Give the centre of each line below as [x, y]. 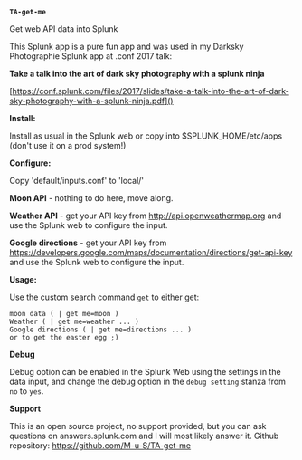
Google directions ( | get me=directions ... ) [101, 330]
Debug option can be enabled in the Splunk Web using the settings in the [146, 372]
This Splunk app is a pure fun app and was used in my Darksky [127, 46]
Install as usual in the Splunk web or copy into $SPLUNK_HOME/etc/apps [146, 136]
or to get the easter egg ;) [64, 338]
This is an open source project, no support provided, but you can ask [138, 426]
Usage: [24, 279]
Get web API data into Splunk [64, 29]
